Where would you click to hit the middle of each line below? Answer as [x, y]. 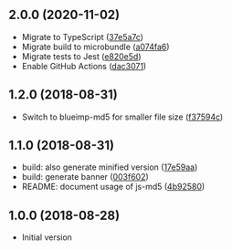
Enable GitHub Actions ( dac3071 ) [84, 66]
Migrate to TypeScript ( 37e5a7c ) [82, 36]
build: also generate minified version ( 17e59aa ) [110, 167]
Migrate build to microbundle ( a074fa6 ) [95, 47]
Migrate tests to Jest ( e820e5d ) [81, 56]
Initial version [47, 237]
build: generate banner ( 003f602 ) [85, 177]
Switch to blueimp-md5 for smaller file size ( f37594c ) [122, 117]
